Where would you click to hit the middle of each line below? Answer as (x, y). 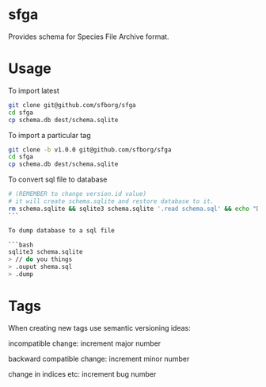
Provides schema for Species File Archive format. (89, 36)
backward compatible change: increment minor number (99, 358)
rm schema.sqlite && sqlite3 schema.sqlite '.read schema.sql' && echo (129, 209)
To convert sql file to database (58, 179)
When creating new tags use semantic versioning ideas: (100, 328)
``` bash (21, 245)
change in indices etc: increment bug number (82, 374)
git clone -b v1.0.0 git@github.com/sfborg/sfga (90, 149)
